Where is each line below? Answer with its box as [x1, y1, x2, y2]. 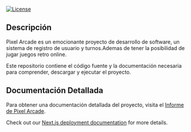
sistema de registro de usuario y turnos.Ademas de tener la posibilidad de [6, 44, 185, 51]
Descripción [6, 22, 52, 32]
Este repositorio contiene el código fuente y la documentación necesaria [6, 62, 182, 69]
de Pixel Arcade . [6, 107, 46, 114]
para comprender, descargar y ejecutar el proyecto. [6, 68, 131, 75]
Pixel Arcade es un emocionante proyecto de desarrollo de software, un [6, 38, 180, 45]
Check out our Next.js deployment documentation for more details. [6, 118, 168, 126]
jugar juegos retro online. [6, 51, 67, 58]
